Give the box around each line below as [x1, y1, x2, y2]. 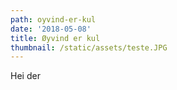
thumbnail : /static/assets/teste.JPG [10, 42, 168, 53]
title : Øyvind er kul [10, 33, 101, 43]
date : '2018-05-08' [10, 24, 92, 34]
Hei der [10, 70, 41, 82]
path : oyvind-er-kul [10, 14, 97, 25]
